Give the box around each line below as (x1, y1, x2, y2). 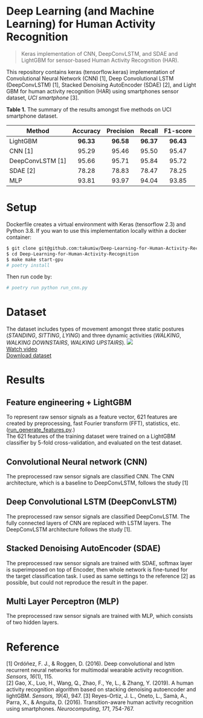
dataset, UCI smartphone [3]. (6, 94, 80, 101)
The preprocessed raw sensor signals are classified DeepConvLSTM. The (6, 512, 190, 520)
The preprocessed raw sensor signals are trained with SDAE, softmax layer (6, 559, 193, 566)
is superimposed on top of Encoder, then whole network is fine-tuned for (6, 566, 188, 573)
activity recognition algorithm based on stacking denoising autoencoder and (6, 686, 196, 693)
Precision (106, 126, 135, 135)
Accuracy (72, 126, 101, 135)
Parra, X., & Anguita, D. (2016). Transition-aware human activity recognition (6, 699, 193, 706)
